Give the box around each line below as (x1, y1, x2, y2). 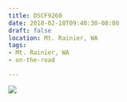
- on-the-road (8, 57, 56, 65)
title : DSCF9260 (8, 11, 62, 20)
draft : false (8, 26, 52, 34)
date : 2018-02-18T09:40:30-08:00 (8, 19, 120, 27)
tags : (8, 41, 26, 49)
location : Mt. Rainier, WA (8, 33, 98, 42)
